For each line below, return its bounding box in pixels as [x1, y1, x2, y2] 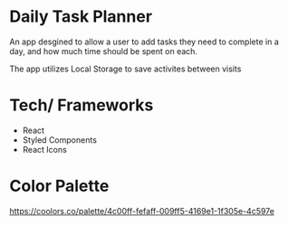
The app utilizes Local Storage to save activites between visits [9, 63, 242, 74]
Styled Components [22, 134, 98, 145]
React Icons [22, 144, 68, 155]
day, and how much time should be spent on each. [9, 45, 197, 56]
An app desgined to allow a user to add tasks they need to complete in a [9, 36, 279, 47]
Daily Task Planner [9, 6, 152, 27]
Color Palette [9, 176, 110, 196]
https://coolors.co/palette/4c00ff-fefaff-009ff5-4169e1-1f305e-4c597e [9, 205, 274, 216]
